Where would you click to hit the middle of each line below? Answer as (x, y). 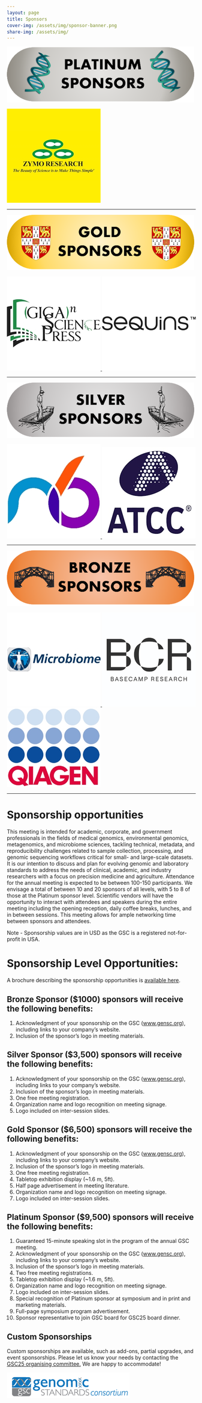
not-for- (177, 933)
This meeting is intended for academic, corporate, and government (90, 832)
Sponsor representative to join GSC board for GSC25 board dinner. (98, 1318)
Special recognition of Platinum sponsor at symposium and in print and (103, 1299)
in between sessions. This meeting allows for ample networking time (91, 915)
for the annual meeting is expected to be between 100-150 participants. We (100, 883)
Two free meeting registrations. (54, 1273)
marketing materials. (41, 1305)
